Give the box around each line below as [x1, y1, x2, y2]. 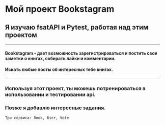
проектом [5, 31, 37, 39]
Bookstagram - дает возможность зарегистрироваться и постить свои [5, 50, 158, 56]
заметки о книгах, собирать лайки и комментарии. [5, 55, 116, 61]
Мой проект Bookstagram [5, 3, 114, 15]
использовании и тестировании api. [5, 91, 96, 98]
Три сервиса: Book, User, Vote [5, 116, 69, 121]
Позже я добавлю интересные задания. [5, 104, 106, 111]
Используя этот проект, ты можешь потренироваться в [5, 85, 146, 92]
